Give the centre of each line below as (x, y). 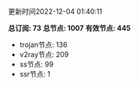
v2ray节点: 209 (44, 54)
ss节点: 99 (36, 64)
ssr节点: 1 (35, 74)
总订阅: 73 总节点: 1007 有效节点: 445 (69, 28)
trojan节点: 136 (44, 45)
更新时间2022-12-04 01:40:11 (55, 11)
